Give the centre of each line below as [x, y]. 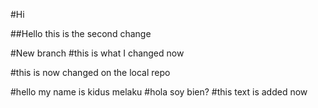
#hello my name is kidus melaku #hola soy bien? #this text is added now [159, 92]
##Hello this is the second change [81, 33]
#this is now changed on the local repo [90, 72]
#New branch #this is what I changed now [97, 53]
